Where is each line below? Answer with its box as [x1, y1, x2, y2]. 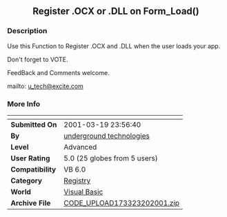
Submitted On [10, 120, 57, 130]
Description [7, 26, 48, 36]
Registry [63, 176, 91, 185]
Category [10, 176, 43, 185]
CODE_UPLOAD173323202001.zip [63, 198, 180, 207]
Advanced [63, 142, 97, 152]
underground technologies [63, 131, 150, 141]
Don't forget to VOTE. [7, 55, 68, 63]
